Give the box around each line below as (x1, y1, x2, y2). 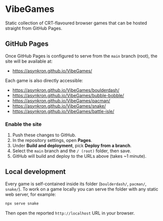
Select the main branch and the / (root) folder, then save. (12, 148, 132, 154)
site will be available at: (5, 58, 53, 64)
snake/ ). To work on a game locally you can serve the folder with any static (5, 186, 159, 192)
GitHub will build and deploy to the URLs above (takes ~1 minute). (12, 153, 147, 159)
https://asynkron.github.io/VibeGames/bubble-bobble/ (12, 92, 124, 98)
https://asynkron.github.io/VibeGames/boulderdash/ (12, 87, 120, 93)
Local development (5, 168, 66, 176)
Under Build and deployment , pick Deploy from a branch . (12, 143, 132, 149)
